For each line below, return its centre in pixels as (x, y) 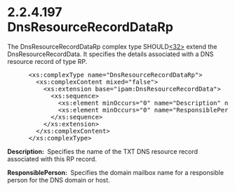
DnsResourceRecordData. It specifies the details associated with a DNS (110, 54)
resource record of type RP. (47, 61)
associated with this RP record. (52, 159)
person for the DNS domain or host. (59, 180)
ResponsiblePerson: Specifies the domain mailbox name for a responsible (116, 172)
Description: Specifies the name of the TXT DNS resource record (103, 151)
